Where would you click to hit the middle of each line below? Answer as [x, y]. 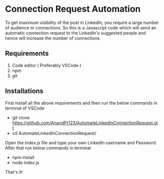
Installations [24, 91]
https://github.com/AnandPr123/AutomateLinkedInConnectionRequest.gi [85, 123]
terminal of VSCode [25, 108]
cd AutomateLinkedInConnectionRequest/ [54, 133]
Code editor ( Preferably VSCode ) [47, 65]
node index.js [26, 162]
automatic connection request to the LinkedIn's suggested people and [76, 33]
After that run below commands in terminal [48, 148]
